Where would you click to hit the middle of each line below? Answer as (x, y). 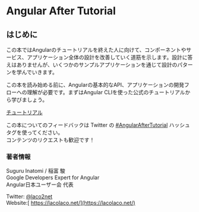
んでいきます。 (40, 72)
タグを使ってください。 (35, 132)
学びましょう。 (29, 100)
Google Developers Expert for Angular (53, 177)
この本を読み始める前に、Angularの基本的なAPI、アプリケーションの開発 (95, 85)
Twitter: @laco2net (29, 197)
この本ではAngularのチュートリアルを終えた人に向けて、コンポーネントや (96, 50)
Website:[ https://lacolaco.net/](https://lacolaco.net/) (71, 203)
